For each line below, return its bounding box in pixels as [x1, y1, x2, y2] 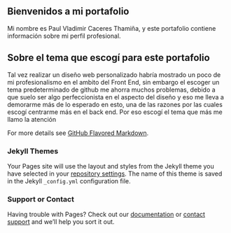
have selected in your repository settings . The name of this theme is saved [7, 169, 223, 178]
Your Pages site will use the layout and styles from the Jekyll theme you [7, 162, 215, 170]
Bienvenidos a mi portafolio [7, 6, 129, 17]
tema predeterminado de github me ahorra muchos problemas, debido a [7, 85, 216, 94]
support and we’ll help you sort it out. [7, 218, 115, 226]
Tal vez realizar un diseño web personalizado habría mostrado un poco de [7, 70, 221, 79]
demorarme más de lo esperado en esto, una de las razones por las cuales [7, 100, 223, 108]
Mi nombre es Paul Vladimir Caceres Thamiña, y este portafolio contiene [7, 24, 216, 32]
